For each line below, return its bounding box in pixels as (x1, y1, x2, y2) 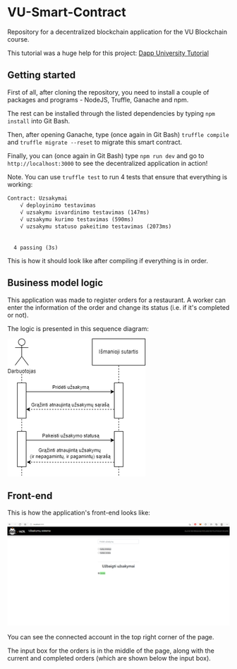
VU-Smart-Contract (7, 4, 127, 20)
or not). (7, 311, 29, 319)
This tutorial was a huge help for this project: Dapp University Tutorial (7, 49, 209, 57)
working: (7, 180, 33, 188)
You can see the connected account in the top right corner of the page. (7, 632, 214, 641)
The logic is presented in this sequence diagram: (7, 324, 150, 332)
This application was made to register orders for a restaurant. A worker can (7, 296, 226, 304)
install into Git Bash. (7, 116, 71, 125)
